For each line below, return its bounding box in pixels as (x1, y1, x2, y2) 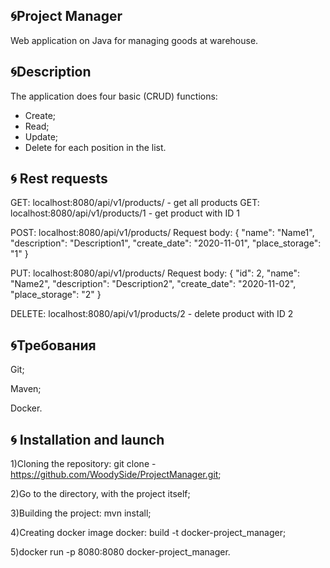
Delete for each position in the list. (24, 141, 167, 153)
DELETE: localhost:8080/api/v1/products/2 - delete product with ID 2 (10, 308, 294, 320)
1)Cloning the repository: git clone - (10, 458, 157, 470)
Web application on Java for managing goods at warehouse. (10, 34, 259, 46)
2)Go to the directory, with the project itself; (10, 488, 191, 500)
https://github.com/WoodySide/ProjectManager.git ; (10, 469, 222, 481)
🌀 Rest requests (10, 170, 108, 188)
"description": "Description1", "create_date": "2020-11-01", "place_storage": (10, 237, 322, 249)
